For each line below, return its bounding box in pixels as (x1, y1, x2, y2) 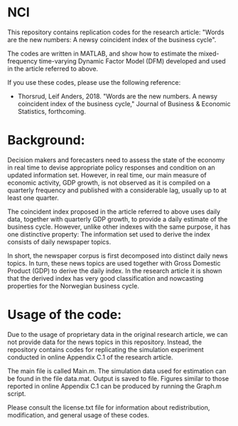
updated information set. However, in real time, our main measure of (7, 170, 207, 179)
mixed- (198, 49, 220, 58)
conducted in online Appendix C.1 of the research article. (7, 353, 173, 361)
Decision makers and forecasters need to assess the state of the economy (7, 155, 225, 164)
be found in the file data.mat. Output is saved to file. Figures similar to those (7, 374, 229, 383)
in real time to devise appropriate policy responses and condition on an (7, 163, 215, 172)
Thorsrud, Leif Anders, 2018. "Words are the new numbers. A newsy (17, 92, 218, 100)
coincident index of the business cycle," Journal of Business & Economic (17, 99, 231, 108)
